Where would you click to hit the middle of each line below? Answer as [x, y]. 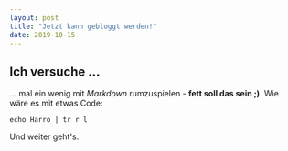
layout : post [34, 18]
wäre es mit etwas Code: [56, 103]
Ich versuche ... [55, 71]
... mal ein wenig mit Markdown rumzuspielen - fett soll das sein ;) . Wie [144, 94]
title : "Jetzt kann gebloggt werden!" [83, 26]
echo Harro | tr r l [49, 120]
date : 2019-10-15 [43, 35]
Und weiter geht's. [44, 136]
